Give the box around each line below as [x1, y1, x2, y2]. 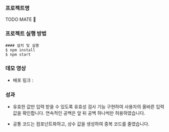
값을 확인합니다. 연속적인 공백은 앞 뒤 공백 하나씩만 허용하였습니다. [12, 110, 145, 116]
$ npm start [5, 52, 31, 57]
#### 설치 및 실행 [5, 43, 39, 48]
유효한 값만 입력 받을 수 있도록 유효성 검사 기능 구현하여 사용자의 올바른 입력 [12, 103, 165, 110]
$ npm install [5, 47, 36, 52]
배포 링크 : [12, 77, 34, 83]
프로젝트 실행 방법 [5, 30, 47, 37]
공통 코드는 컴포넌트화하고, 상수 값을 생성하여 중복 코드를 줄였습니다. [12, 121, 150, 127]
